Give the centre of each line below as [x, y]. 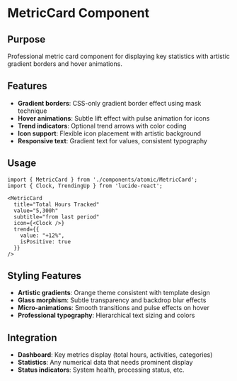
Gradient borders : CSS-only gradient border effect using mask [109, 103]
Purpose [27, 39]
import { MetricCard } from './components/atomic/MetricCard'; [103, 180]
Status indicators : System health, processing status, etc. [101, 370]
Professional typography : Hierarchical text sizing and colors [106, 315]
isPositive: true [46, 242]
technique [32, 111]
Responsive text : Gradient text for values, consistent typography [112, 140]
